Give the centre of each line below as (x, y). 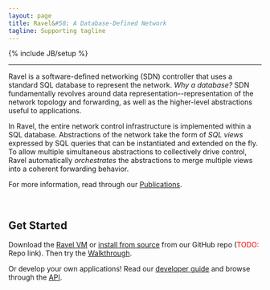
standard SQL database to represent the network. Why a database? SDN (129, 85)
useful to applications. (45, 111)
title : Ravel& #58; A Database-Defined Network (88, 23)
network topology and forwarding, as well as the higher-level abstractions (131, 102)
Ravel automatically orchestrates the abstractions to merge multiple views (131, 161)
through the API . (35, 277)
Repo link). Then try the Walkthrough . (70, 253)
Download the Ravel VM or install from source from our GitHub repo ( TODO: (134, 245)
